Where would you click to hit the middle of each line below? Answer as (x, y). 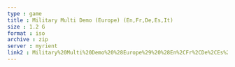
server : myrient (33, 46)
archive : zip (28, 40)
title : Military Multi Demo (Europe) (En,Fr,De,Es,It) (90, 20)
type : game (24, 14)
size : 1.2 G (26, 27)
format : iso (26, 33)
